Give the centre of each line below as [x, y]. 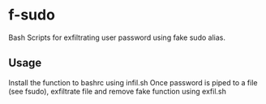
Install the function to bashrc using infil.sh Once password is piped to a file [133, 82]
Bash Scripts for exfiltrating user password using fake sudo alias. [117, 37]
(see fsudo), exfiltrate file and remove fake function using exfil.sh [118, 91]
